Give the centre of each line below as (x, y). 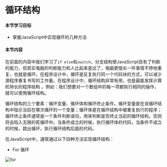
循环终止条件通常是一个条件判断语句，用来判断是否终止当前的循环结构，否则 (83, 116)
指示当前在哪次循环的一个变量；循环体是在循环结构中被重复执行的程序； (88, 110)
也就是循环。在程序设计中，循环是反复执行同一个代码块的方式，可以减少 (88, 74)
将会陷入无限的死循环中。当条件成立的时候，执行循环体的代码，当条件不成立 (83, 122)
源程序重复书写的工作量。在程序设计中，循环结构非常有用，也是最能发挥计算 (83, 80)
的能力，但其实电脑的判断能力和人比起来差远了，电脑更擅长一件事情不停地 (81, 68)
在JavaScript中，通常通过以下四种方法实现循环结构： (60, 139)
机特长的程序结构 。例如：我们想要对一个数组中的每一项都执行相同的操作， (82, 86)
